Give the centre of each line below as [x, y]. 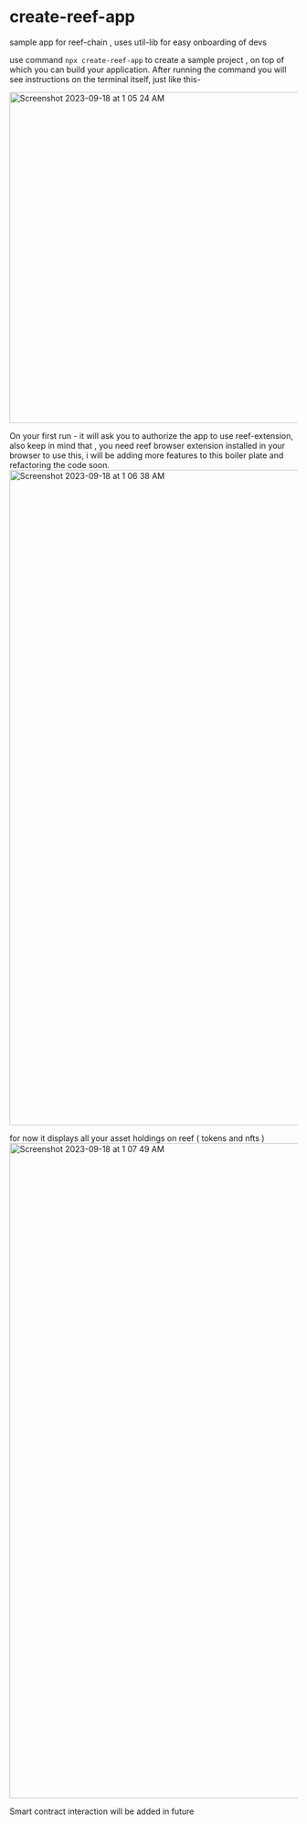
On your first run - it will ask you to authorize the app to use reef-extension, [152, 435]
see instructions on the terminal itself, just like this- [105, 79]
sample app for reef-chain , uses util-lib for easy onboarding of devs [138, 42]
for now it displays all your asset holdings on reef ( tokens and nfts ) [137, 1138]
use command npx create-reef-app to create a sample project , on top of [147, 59]
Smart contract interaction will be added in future [102, 1811]
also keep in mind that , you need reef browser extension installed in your [148, 445]
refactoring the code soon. [59, 464]
